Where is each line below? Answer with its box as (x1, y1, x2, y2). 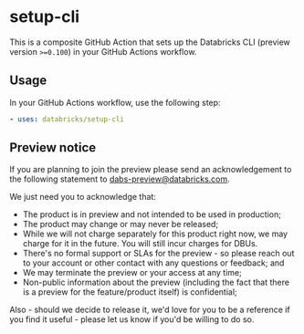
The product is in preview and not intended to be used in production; (22, 209, 281, 220)
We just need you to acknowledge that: (9, 192, 157, 203)
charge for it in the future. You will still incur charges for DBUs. (22, 238, 258, 249)
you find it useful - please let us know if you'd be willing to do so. (9, 314, 255, 325)
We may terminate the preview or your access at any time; (22, 267, 242, 278)
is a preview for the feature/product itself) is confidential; (22, 287, 237, 297)
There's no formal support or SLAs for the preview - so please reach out (22, 248, 295, 259)
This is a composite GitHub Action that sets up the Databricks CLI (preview (9, 37, 290, 47)
